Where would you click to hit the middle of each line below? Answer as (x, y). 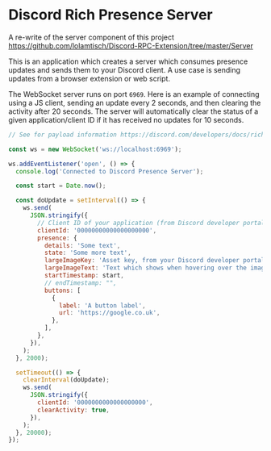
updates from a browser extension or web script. (90, 78)
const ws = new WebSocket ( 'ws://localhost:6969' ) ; (95, 149)
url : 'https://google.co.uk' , (110, 313)
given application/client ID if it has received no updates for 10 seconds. (126, 119)
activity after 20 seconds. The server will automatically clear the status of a (133, 111)
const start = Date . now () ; (61, 186)
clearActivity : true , (74, 410)
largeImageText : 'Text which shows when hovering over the (146, 268)
